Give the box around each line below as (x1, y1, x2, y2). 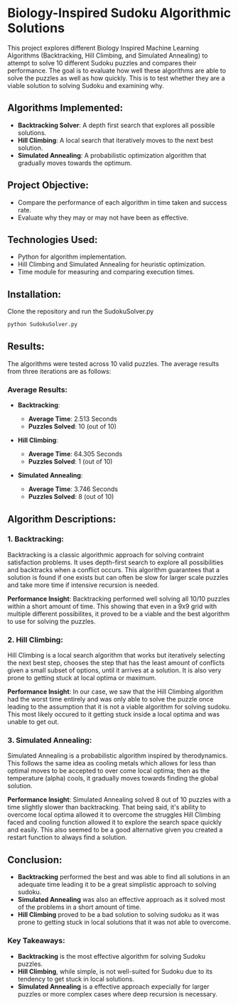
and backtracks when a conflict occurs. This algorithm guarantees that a (7, 565, 220, 574)
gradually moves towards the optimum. (17, 158, 132, 167)
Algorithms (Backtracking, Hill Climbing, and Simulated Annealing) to (7, 51, 208, 60)
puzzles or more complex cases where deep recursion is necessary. (17, 989, 218, 998)
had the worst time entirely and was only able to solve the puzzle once (7, 695, 215, 704)
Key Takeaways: (7, 936, 65, 946)
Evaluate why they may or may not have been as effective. (17, 213, 189, 222)
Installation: (7, 288, 62, 300)
